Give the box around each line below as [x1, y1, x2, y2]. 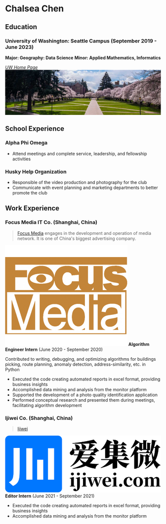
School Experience [5, 124, 65, 133]
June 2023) [5, 43, 34, 50]
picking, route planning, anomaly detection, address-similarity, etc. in [5, 361, 146, 367]
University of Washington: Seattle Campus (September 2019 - [5, 37, 157, 44]
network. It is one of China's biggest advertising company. [17, 235, 136, 241]
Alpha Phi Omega [5, 139, 48, 146]
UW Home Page [5, 64, 38, 70]
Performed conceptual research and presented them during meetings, [12, 397, 156, 403]
